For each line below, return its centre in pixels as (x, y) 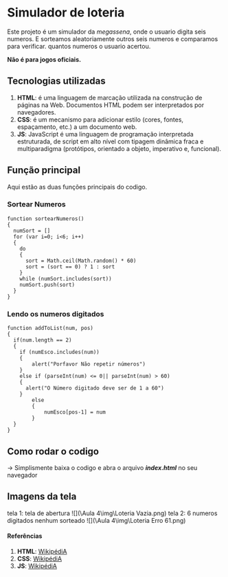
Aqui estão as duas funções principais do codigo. (77, 187)
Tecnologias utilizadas (56, 81)
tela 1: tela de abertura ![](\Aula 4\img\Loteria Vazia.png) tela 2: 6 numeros (112, 513)
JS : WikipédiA (37, 566)
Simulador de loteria (66, 13)
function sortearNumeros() (46, 219)
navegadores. (36, 112)
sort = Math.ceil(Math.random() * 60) (81, 261)
